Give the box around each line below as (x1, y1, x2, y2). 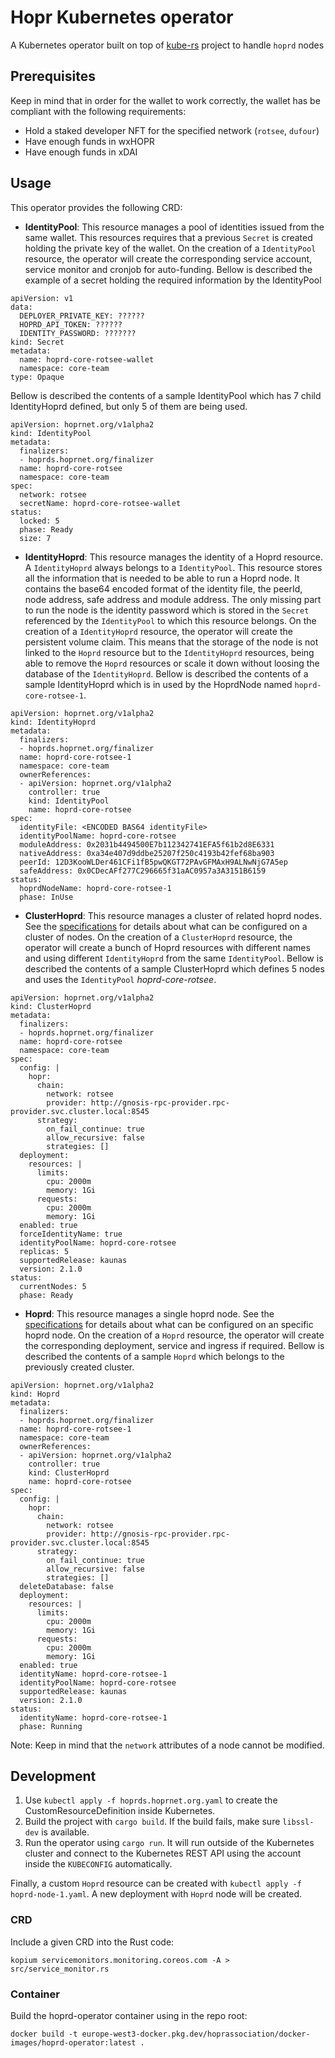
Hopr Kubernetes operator (10, 6, 234, 29)
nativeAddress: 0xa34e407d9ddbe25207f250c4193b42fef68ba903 (19, 848, 275, 858)
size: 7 (19, 533, 52, 543)
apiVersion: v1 (10, 293, 74, 303)
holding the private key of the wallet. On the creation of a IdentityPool (24, 242, 317, 254)
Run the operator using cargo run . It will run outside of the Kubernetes (24, 1837, 315, 1849)
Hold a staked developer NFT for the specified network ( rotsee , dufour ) (24, 124, 320, 136)
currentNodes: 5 (19, 1281, 87, 1291)
